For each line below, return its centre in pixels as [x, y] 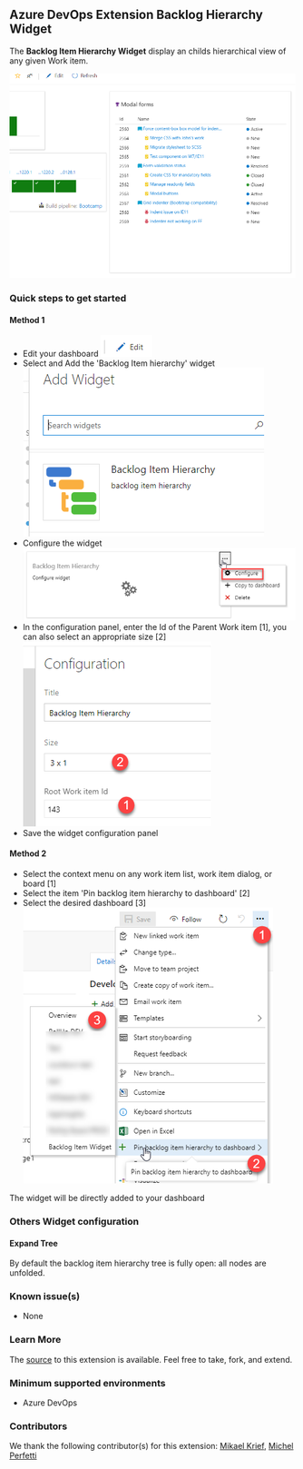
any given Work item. [49, 60]
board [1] [39, 883]
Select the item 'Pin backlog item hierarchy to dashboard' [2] [136, 893]
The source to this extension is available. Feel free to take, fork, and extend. [151, 1359]
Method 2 [28, 853]
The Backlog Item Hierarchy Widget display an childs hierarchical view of [148, 51]
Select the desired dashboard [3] [84, 903]
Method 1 [27, 320]
